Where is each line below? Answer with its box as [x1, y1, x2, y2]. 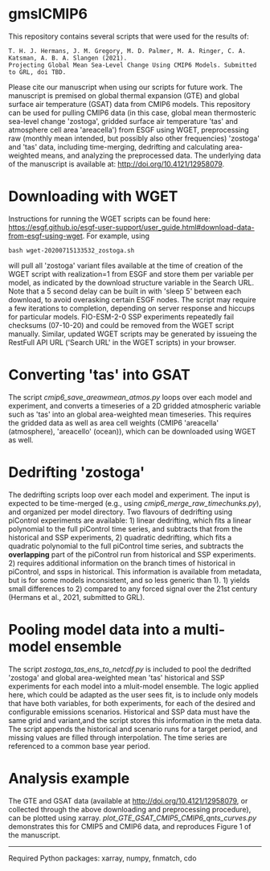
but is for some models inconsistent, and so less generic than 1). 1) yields [8, 575, 251, 585]
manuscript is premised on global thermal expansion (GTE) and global [8, 90, 239, 101]
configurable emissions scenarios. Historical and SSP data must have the [8, 707, 251, 717]
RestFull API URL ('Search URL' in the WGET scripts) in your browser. [8, 337, 237, 347]
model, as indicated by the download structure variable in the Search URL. [8, 277, 255, 287]
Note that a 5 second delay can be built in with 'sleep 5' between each [8, 286, 242, 296]
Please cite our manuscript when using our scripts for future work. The [8, 82, 243, 92]
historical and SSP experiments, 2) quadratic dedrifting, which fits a [8, 532, 232, 542]
